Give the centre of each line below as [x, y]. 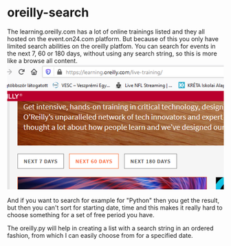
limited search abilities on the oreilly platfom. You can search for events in [111, 46]
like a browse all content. [42, 60]
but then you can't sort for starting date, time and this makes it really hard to [115, 208]
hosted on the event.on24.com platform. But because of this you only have [113, 38]
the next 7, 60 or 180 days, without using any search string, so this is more [112, 53]
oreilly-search [48, 13]
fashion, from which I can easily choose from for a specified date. [100, 236]
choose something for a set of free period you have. [81, 215]
